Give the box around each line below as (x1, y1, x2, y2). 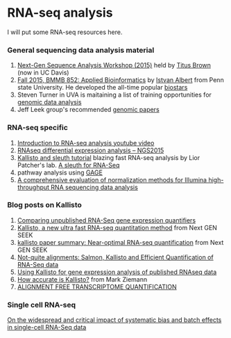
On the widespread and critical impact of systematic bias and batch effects (7, 316, 222, 324)
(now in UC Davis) (17, 68, 69, 77)
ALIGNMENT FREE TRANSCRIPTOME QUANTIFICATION (17, 282, 177, 291)
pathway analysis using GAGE (17, 168, 103, 177)
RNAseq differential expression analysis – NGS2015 (17, 146, 164, 154)
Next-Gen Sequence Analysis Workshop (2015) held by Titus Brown (17, 61, 212, 70)
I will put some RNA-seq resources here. (7, 28, 123, 36)
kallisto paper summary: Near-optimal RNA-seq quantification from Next (17, 238, 224, 246)
